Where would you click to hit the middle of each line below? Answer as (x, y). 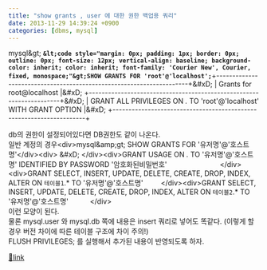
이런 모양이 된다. (34, 212)
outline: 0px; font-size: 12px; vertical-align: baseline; (108, 61)
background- (231, 61)
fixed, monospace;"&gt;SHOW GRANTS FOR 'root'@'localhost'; (110, 77)
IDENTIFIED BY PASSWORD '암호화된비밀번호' (93, 165)
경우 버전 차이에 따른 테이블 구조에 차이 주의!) (79, 232)
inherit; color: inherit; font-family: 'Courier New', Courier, (142, 68)
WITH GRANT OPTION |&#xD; (57, 109)
